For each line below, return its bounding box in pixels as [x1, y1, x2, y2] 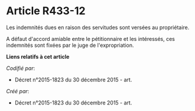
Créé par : [6, 87, 30, 94]
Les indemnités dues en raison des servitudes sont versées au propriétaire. [6, 24, 190, 31]
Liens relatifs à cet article [6, 53, 70, 60]
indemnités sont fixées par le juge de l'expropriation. [6, 42, 134, 49]
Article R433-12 [6, 4, 86, 18]
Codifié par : [6, 64, 35, 72]
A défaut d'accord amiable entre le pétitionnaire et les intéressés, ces [6, 35, 175, 42]
